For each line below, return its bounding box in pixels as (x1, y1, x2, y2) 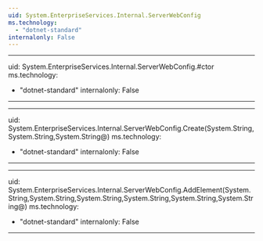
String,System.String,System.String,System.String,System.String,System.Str (8, 193, 254, 203)
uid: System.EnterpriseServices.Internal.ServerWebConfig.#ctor (8, 62, 214, 71)
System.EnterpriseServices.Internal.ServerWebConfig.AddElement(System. (8, 185, 251, 195)
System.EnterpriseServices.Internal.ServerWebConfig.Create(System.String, (8, 124, 254, 133)
